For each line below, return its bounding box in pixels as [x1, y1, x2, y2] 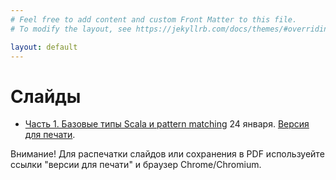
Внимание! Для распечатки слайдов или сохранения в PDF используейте [10, 148, 325, 160]
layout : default [10, 42, 78, 52]
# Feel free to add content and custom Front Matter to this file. [10, 14, 298, 25]
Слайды [10, 85, 82, 108]
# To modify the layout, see [10, 24, 132, 34]
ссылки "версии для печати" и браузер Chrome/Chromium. [10, 159, 262, 171]
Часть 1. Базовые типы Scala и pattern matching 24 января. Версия [24, 118, 310, 130]
